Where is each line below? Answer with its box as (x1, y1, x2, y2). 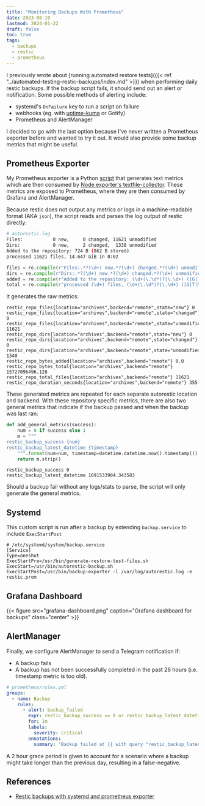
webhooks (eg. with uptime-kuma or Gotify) (15, 109, 126, 116)
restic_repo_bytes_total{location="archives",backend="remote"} (6, 364, 173, 370)
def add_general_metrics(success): (6, 422, 97, 428)
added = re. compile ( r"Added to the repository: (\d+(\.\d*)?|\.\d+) (6, 276, 184, 282)
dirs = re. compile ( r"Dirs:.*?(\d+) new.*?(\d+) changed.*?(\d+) (6, 270, 173, 276)
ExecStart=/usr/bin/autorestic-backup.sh (6, 563, 113, 570)
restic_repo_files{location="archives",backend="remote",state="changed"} (6, 310, 201, 316)
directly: (6, 219, 27, 227)
